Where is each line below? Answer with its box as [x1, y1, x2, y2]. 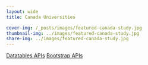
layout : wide [6, 8, 39, 15]
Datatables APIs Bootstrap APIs [6, 52, 83, 59]
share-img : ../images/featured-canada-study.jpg [6, 36, 129, 42]
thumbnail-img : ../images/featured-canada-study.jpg [6, 30, 140, 36]
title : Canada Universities [6, 14, 76, 20]
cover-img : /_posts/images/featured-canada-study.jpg [6, 25, 143, 31]
